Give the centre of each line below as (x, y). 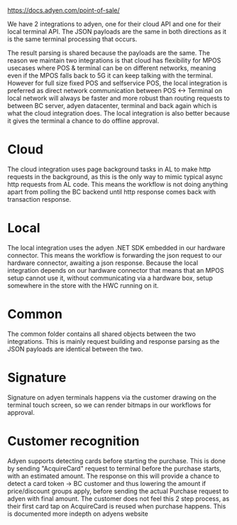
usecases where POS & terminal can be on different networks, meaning (112, 68)
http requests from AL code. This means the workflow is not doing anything (118, 184)
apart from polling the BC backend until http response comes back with (112, 192)
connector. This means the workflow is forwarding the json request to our (115, 255)
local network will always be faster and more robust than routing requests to (119, 98)
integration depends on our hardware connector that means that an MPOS (116, 270)
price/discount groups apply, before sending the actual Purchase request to (118, 491)
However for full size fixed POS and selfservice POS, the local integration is (117, 83)
